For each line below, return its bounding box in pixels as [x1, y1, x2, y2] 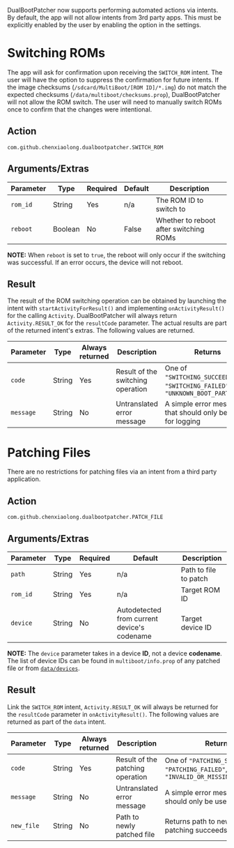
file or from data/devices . [7, 664, 80, 672]
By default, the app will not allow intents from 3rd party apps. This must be [7, 13, 221, 22]
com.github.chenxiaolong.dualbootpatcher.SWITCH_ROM [7, 144, 164, 151]
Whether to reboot [155, 215, 216, 225]
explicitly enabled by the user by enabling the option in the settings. [7, 21, 202, 29]
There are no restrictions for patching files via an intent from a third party [7, 467, 217, 476]
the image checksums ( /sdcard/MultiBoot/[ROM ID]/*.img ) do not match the [7, 83, 227, 91]
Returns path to [164, 816, 216, 826]
